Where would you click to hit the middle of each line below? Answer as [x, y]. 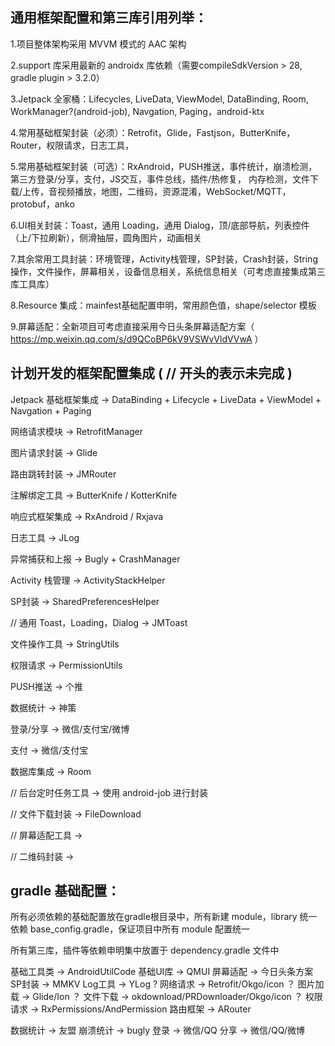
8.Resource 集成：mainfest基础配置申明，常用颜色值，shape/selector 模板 [163, 305]
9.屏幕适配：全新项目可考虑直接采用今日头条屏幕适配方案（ [132, 326]
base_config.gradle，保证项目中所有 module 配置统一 [140, 929]
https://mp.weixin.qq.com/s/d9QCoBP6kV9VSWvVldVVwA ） [137, 339]
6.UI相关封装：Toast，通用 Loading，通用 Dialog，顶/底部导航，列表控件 [160, 225]
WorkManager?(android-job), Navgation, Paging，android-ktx [137, 111]
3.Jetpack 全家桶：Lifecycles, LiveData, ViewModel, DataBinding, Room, [159, 99]
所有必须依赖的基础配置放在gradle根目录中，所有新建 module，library [154, 917]
